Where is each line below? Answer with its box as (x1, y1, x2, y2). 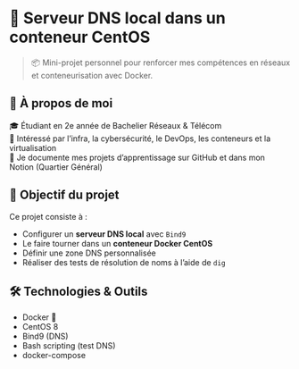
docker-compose (21, 350, 87, 361)
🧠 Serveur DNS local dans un (9, 8, 226, 29)
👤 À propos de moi (9, 96, 113, 111)
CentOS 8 (21, 322, 59, 332)
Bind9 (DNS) (21, 331, 69, 342)
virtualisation (9, 142, 57, 153)
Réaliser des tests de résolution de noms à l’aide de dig (21, 256, 226, 267)
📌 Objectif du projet (9, 188, 120, 203)
